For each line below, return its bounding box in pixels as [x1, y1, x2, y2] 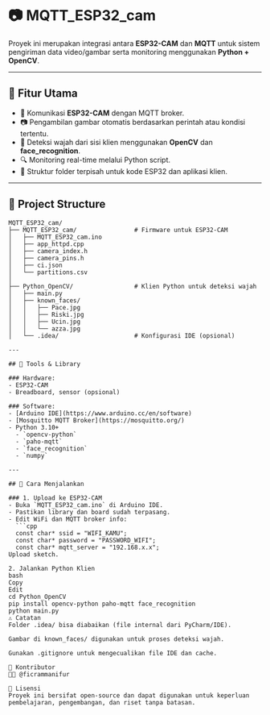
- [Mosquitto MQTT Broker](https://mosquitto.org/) [8, 416, 185, 424]
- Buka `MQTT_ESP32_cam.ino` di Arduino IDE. [8, 501, 163, 509]
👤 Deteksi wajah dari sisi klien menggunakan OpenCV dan [19, 137, 213, 147]
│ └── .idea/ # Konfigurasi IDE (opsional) [8, 331, 235, 339]
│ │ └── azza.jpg [8, 324, 81, 333]
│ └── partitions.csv [8, 268, 88, 276]
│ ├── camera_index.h [8, 247, 88, 255]
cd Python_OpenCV [8, 592, 67, 601]
